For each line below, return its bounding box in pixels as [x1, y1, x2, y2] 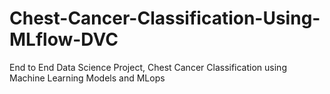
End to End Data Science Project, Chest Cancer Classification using [9, 61, 287, 73]
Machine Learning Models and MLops [9, 72, 166, 84]
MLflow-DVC [9, 28, 119, 51]
